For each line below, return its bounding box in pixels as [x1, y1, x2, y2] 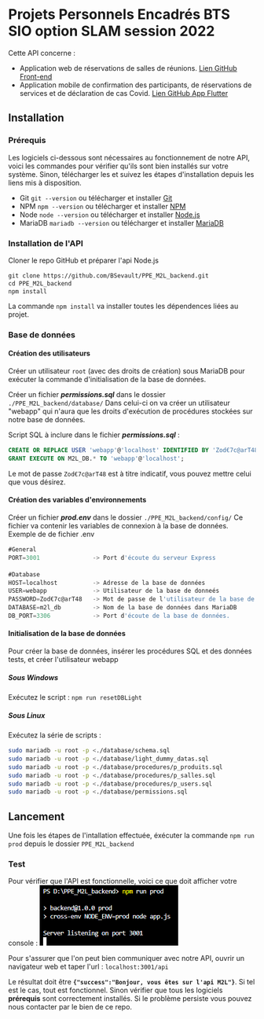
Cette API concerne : [8, 48, 76, 57]
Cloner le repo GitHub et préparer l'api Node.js [8, 256, 159, 265]
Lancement [8, 810, 65, 823]
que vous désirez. [8, 477, 66, 487]
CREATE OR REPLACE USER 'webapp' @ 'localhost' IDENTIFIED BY [8, 447, 210, 454]
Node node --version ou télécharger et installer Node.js [19, 210, 200, 219]
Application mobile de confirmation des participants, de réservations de [19, 80, 252, 90]
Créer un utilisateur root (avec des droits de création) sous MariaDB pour [8, 366, 245, 376]
